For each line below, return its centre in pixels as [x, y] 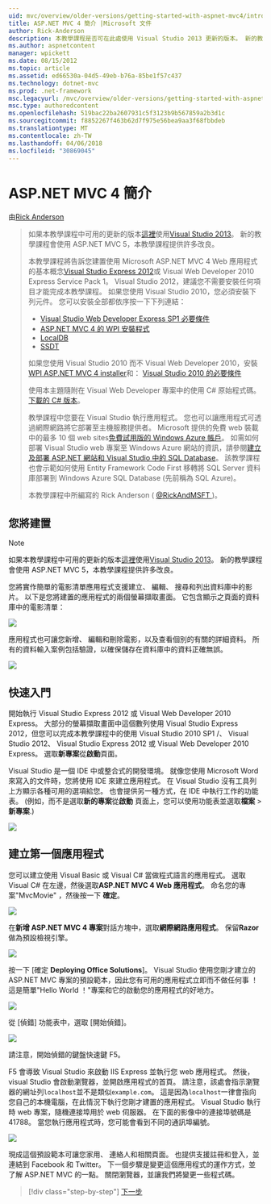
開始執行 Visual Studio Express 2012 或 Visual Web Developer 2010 [120, 713]
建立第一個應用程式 [56, 854]
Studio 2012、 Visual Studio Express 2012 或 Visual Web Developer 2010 [129, 744]
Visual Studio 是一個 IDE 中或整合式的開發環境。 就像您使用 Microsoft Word [133, 770]
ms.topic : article [39, 69]
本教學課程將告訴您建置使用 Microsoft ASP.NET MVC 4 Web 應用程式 [143, 261]
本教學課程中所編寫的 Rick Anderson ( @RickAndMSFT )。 [125, 495]
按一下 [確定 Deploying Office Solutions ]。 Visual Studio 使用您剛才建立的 [132, 969]
